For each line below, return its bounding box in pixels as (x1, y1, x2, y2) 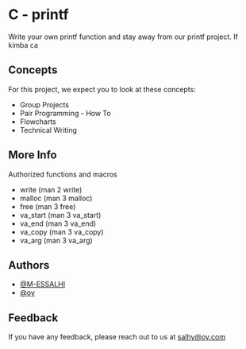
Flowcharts (19, 117, 57, 126)
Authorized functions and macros (8, 169, 117, 179)
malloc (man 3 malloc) (19, 193, 93, 203)
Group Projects (19, 99, 70, 109)
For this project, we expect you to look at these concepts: (8, 84, 196, 94)
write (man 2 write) (19, 184, 83, 194)
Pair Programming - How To (19, 108, 111, 118)
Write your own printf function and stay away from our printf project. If (8, 32, 238, 41)
